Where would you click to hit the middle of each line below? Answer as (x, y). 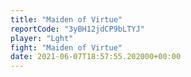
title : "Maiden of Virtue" (66, 19)
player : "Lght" (42, 38)
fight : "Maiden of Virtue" (66, 47)
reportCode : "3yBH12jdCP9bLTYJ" (77, 29)
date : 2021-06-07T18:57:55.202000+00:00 (96, 57)
